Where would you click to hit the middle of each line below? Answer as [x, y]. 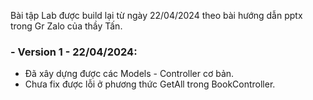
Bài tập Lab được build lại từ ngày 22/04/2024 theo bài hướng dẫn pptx [156, 15]
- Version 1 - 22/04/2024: [74, 52]
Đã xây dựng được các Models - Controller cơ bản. [129, 74]
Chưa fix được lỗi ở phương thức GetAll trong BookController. [150, 84]
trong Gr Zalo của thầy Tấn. [66, 26]
